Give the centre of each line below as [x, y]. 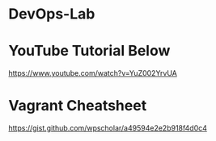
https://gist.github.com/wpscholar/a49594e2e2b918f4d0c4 [108, 128]
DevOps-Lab [52, 14]
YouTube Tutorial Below [89, 51]
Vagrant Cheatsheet [78, 106]
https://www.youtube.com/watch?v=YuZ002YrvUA [93, 73]
